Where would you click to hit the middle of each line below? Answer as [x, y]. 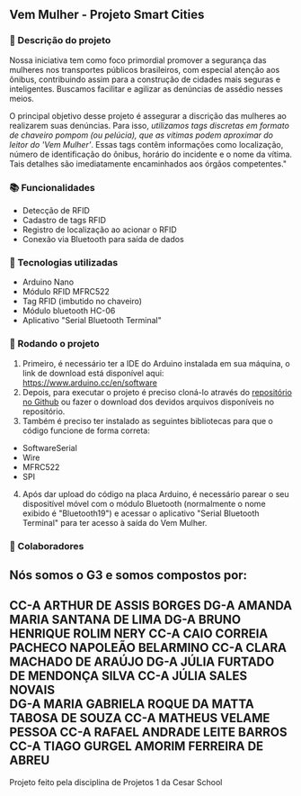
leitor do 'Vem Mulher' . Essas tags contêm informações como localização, [146, 144]
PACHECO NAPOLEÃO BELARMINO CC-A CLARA [148, 648]
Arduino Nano [48, 282]
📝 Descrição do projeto [60, 41]
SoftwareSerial [50, 448]
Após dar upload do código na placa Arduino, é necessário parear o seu [155, 493]
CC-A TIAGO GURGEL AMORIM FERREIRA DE [137, 746]
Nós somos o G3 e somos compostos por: [128, 575]
